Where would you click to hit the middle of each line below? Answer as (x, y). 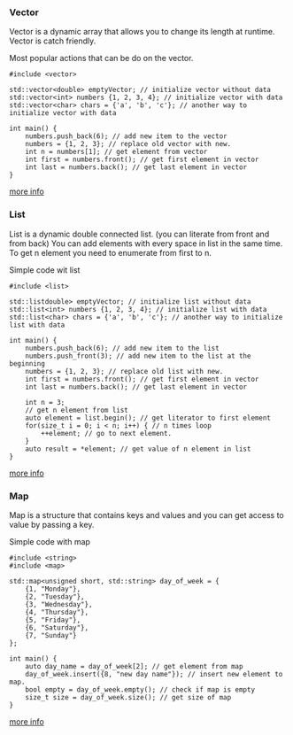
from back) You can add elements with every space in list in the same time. (146, 243)
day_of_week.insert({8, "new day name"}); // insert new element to (154, 674)
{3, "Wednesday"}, (59, 604)
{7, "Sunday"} (51, 635)
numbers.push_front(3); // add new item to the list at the (138, 356)
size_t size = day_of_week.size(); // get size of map (128, 697)
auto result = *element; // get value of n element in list (138, 449)
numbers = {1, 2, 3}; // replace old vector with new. (128, 144)
